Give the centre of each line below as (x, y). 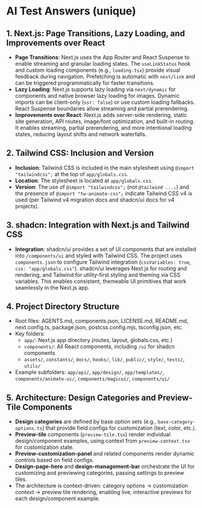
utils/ (32, 366)
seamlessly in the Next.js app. (52, 287)
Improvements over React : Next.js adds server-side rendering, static (101, 115)
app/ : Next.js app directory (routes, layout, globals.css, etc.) (98, 340)
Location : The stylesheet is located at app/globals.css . (84, 180)
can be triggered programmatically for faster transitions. (85, 83)
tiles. (21, 479)
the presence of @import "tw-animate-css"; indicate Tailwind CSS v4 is (104, 193)
